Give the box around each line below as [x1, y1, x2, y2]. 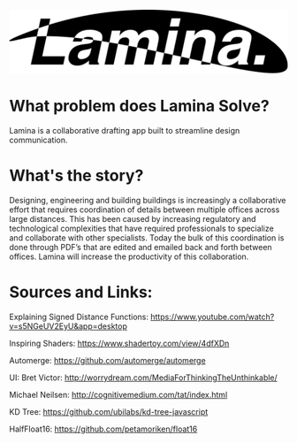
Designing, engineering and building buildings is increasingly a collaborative [9, 195, 286, 206]
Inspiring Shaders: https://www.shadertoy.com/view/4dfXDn [9, 338, 230, 348]
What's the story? [9, 165, 144, 186]
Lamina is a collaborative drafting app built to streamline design [9, 126, 240, 136]
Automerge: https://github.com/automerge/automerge [9, 355, 206, 365]
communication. [9, 134, 68, 146]
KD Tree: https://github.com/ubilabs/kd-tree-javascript [9, 406, 209, 416]
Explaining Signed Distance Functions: [9, 311, 148, 322]
